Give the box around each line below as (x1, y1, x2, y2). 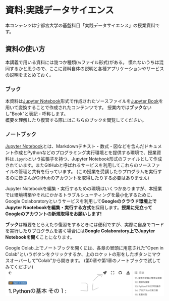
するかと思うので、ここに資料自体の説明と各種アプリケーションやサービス (9, 65, 164, 71)
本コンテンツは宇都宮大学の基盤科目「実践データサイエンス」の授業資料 (5, 22, 155, 28)
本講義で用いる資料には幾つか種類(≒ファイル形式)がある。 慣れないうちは (5, 59, 159, 65)
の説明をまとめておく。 (5, 72, 54, 78)
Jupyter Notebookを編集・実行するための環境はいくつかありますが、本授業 (5, 185, 162, 192)
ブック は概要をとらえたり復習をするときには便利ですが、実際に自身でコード (5, 222, 164, 228)
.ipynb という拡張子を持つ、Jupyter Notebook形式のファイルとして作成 (14, 156, 162, 162)
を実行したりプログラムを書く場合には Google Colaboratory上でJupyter (5, 228, 155, 234)
